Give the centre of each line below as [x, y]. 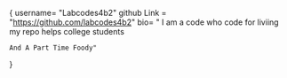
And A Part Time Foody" [53, 48]
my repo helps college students [67, 31]
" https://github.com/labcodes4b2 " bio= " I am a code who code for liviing [144, 22]
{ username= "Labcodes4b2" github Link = [88, 13]
